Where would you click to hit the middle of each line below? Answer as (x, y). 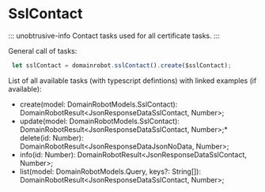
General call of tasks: (43, 51)
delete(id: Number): (51, 137)
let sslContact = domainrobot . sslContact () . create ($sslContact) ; (121, 65)
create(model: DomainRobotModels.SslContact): (98, 104)
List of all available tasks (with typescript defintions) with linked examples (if (132, 81)
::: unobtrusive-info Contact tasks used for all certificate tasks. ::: (114, 36)
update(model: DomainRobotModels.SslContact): (100, 121)
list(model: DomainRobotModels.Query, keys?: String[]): (110, 171)
